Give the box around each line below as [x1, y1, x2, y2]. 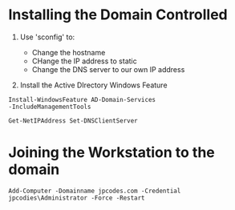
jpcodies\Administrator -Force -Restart [8, 194, 146, 202]
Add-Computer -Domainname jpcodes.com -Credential [8, 187, 181, 195]
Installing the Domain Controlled [8, 6, 229, 24]
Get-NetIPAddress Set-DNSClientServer [8, 116, 138, 125]
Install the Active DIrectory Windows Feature [19, 80, 168, 90]
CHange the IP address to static [31, 56, 138, 66]
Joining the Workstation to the [8, 143, 215, 162]
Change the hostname [31, 47, 106, 57]
